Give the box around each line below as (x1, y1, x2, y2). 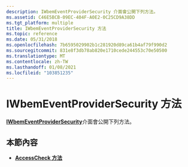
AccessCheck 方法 (14, 154, 63, 161)
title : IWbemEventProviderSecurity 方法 (6, 25, 107, 32)
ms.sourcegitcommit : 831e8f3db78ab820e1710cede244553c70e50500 (6, 48, 168, 54)
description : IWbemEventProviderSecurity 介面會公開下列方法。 (6, 8, 159, 15)
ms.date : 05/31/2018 (6, 36, 58, 42)
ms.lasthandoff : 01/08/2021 (6, 64, 77, 70)
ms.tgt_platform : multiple (6, 20, 74, 26)
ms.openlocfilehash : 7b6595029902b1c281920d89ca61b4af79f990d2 (6, 42, 168, 48)
